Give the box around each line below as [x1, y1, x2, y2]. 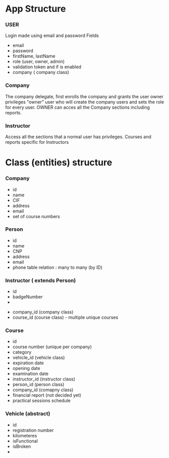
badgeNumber [12, 294, 43, 300]
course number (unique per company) [12, 344, 92, 350]
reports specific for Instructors [5, 139, 69, 145]
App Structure [5, 3, 66, 15]
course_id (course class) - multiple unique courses [12, 314, 119, 320]
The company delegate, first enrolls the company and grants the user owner [5, 93, 164, 99]
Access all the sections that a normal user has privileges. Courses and [5, 134, 151, 140]
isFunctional [12, 438, 38, 444]
